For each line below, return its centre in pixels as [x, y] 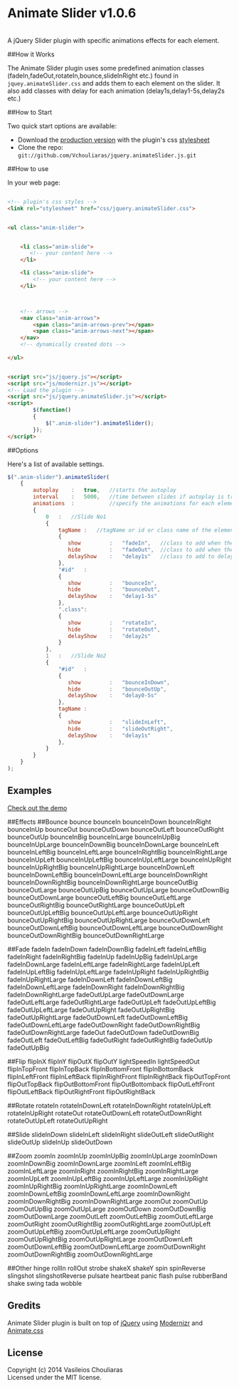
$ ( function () [52, 410]
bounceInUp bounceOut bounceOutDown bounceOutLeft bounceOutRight [116, 829]
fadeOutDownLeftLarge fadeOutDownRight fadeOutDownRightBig [104, 1025]
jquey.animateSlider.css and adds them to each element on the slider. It [114, 83]
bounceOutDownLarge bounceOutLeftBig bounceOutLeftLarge [99, 897]
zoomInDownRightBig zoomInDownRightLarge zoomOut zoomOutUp [108, 1201]
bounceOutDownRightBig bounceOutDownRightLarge [86, 935]
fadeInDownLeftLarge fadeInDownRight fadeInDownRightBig [96, 987]
